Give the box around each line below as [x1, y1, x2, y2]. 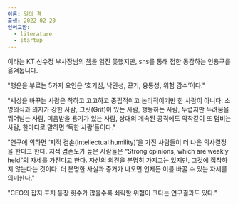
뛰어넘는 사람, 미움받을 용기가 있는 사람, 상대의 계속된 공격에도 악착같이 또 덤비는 [7, 114, 232, 123]
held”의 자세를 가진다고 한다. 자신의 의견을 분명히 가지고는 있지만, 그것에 [7, 156, 209, 164]
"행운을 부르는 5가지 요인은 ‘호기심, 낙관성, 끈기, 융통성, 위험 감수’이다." [7, 81, 205, 90]
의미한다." [7, 173, 35, 182]
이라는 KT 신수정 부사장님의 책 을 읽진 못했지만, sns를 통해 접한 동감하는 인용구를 [7, 58, 232, 66]
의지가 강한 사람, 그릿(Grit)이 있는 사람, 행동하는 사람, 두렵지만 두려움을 [31, 105, 229, 114]
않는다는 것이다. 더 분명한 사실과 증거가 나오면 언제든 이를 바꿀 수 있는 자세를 [14, 165, 228, 173]
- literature [14, 30, 53, 38]
